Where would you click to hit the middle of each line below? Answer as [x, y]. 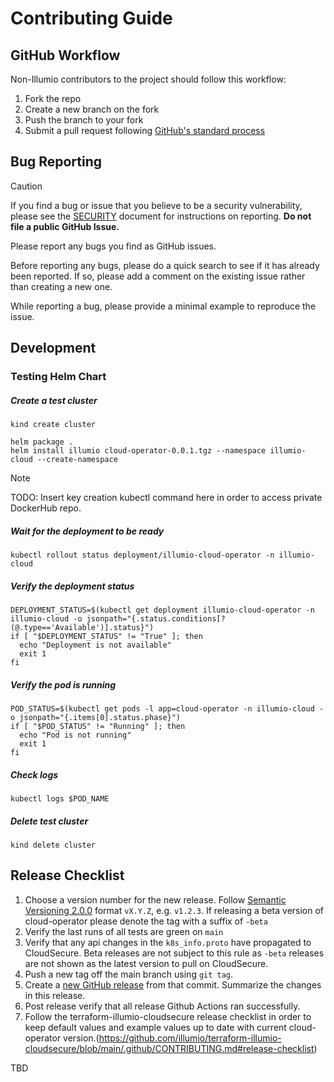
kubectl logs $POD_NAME [60, 798]
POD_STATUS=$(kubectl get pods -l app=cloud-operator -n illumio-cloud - [167, 709]
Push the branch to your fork [84, 120]
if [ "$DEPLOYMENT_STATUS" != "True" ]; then [106, 637]
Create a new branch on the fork [92, 109]
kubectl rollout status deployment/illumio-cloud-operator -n [142, 555]
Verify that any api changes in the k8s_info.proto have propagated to [168, 942]
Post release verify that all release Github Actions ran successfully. [162, 1006]
